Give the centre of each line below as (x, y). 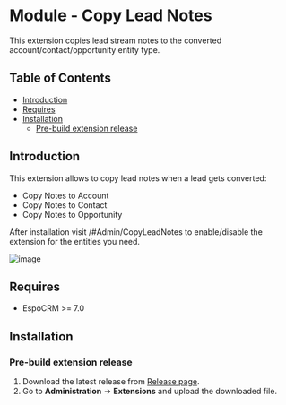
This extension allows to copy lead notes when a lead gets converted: (138, 178)
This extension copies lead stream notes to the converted (116, 40)
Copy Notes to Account (65, 195)
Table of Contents (61, 78)
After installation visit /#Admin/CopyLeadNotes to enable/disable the (136, 232)
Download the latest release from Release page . (111, 382)
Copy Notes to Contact (65, 205)
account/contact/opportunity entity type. (85, 49)
